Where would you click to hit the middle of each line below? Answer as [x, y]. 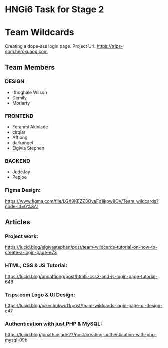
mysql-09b [16, 340]
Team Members [30, 67]
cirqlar [19, 132]
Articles [18, 222]
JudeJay [21, 172]
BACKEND [18, 161]
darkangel [23, 143]
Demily [20, 97]
